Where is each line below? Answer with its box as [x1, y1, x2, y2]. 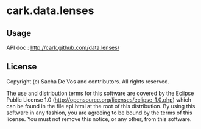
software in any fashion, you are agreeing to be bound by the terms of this [6, 109, 193, 116]
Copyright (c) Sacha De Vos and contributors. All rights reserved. [6, 77, 170, 85]
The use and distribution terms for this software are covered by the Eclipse [6, 89, 194, 97]
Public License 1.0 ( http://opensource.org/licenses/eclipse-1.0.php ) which [6, 96, 192, 103]
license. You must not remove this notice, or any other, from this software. [6, 115, 192, 122]
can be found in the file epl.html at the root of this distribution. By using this [6, 102, 196, 110]
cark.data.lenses [6, 4, 94, 18]
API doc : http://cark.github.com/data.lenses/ [6, 44, 120, 51]
